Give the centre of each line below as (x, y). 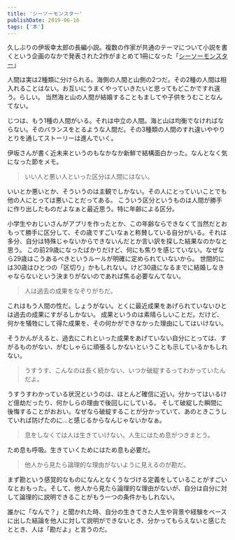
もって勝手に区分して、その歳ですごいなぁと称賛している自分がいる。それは (117, 233)
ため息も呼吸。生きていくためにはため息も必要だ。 (81, 450)
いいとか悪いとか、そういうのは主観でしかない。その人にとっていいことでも (117, 191)
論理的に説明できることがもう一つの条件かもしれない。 (99, 497)
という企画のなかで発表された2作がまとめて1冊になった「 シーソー (108, 56)
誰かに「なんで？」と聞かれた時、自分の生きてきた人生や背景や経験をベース (117, 512)
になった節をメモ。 (35, 162)
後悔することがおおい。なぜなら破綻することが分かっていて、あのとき (108, 411)
